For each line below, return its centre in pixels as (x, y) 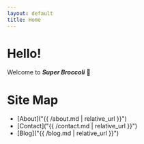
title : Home (24, 20)
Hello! (24, 54)
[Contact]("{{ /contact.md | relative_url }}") (77, 126)
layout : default (30, 13)
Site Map (33, 100)
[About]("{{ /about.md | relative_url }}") (72, 119)
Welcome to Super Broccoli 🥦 (49, 72)
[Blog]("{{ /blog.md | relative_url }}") (68, 133)
